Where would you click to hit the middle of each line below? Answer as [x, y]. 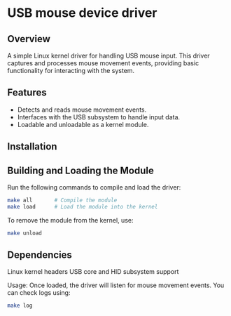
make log [20, 306]
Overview [29, 39]
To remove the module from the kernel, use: [70, 220]
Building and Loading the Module [80, 170]
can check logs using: [39, 293]
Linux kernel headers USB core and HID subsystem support [93, 272]
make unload [24, 233]
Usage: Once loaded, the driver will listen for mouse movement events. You [116, 285]
